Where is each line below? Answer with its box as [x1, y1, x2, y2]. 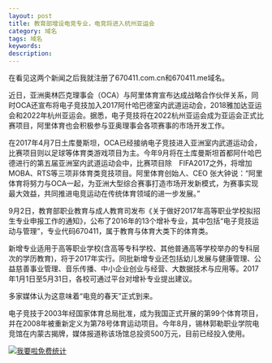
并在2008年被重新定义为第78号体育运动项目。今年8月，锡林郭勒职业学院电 [8, 318, 260, 328]
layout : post [8, 11, 53, 20]
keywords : [8, 42, 42, 50]
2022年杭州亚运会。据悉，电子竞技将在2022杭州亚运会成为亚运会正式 [22, 110, 257, 120]
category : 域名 [8, 27, 58, 35]
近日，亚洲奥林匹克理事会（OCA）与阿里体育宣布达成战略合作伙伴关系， [8, 90, 252, 100]
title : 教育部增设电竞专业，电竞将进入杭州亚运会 [8, 19, 155, 28]
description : [8, 50, 53, 58]
